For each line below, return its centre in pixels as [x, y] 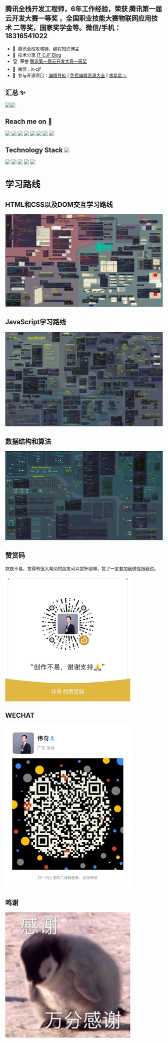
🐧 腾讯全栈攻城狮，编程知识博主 [46, 49]
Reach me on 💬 [29, 122]
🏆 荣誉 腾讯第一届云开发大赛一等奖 [50, 61]
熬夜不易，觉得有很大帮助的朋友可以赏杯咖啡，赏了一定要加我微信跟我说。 [82, 568]
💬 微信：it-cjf [26, 69]
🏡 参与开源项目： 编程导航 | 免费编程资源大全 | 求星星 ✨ [70, 75]
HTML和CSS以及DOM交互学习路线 [59, 205]
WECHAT [20, 715]
